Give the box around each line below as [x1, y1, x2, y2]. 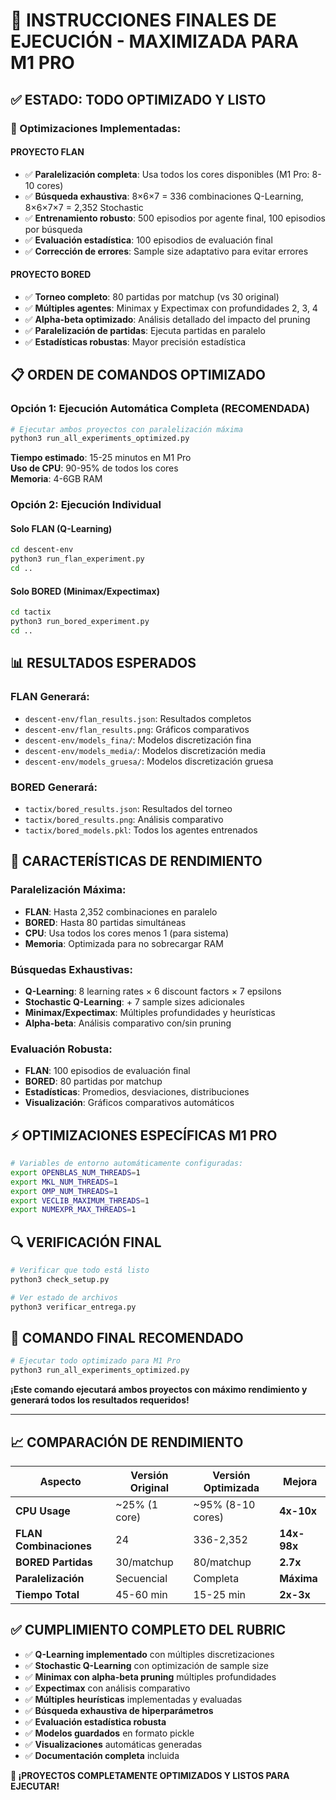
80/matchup [193, 1555, 252, 1569]
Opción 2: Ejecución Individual [10, 498, 162, 512]
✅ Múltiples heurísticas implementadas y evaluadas [24, 1693, 243, 1705]
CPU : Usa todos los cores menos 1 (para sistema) [24, 927, 230, 939]
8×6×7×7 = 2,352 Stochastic [24, 201, 144, 213]
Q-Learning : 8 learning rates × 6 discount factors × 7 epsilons [24, 985, 282, 997]
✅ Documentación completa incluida [24, 1749, 180, 1761]
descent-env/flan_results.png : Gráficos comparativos [24, 723, 250, 735]
